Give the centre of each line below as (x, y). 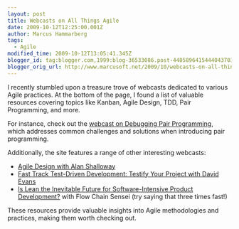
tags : (15, 41)
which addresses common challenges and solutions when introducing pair (116, 131)
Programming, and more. (44, 110)
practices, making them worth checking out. (72, 218)
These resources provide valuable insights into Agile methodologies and (113, 210)
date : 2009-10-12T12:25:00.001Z (55, 27)
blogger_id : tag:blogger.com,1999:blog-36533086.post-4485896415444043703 (121, 60)
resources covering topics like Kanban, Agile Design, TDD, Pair (100, 102)
